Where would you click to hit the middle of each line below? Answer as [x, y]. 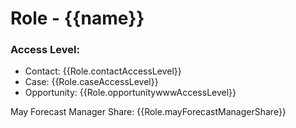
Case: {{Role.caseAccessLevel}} [91, 82]
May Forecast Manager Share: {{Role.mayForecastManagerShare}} [148, 112]
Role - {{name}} [77, 18]
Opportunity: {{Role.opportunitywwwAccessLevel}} [130, 93]
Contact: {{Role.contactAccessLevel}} [103, 71]
